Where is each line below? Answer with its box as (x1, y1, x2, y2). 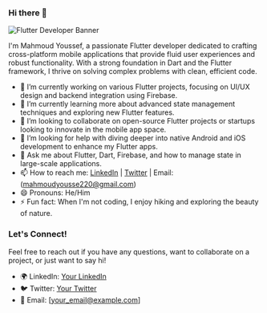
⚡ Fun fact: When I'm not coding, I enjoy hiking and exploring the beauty (19, 197, 259, 207)
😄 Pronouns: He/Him (19, 188, 91, 197)
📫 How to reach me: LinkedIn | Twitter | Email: (19, 168, 174, 177)
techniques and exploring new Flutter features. (19, 108, 175, 117)
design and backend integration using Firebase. (19, 91, 178, 100)
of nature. (19, 209, 53, 218)
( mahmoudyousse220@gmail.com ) (19, 180, 136, 189)
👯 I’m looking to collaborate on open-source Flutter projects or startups (19, 116, 255, 126)
